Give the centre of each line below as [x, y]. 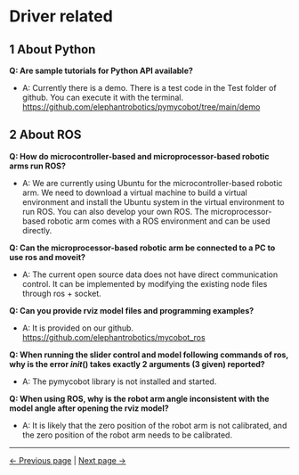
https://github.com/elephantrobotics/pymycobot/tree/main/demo [141, 107]
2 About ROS [45, 135]
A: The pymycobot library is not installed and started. [119, 381]
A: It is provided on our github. [78, 328]
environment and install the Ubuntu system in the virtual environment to [153, 201]
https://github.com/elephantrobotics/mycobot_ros [114, 337]
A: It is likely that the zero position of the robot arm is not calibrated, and [154, 425]
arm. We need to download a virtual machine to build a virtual [134, 192]
